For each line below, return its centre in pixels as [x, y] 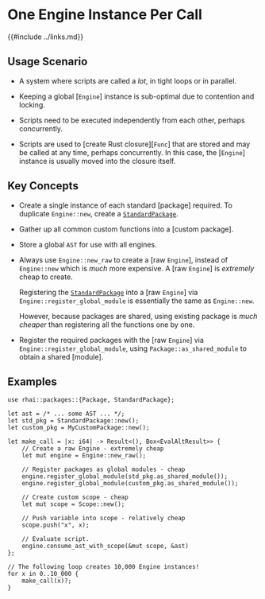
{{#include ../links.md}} [46, 37]
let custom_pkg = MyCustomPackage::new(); [79, 428]
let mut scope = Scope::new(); [73, 504]
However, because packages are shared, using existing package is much [138, 316]
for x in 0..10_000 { [43, 574]
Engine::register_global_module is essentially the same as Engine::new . [136, 301]
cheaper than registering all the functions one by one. [107, 325]
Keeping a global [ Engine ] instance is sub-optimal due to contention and [136, 96]
